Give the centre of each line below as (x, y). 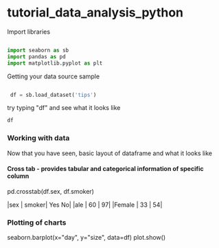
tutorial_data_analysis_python (95, 13)
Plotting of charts (37, 223)
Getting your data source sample (54, 76)
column (18, 176)
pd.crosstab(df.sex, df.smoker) (51, 191)
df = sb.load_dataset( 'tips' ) (53, 95)
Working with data (38, 138)
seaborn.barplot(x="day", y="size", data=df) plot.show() (87, 238)
